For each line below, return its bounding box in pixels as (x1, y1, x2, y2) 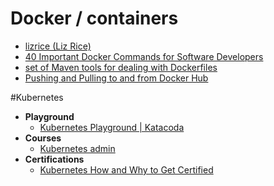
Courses (24, 132, 62, 144)
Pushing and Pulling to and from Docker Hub (24, 72, 209, 84)
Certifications (24, 153, 85, 165)
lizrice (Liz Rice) (24, 40, 92, 52)
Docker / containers (10, 7, 179, 30)
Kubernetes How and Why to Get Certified (39, 163, 214, 176)
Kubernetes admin (39, 142, 116, 154)
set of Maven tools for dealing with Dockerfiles (24, 61, 218, 73)
